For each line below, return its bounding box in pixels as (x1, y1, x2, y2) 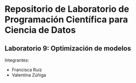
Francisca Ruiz (11, 67, 43, 73)
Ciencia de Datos (4, 25, 76, 36)
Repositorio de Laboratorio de (4, 3, 130, 15)
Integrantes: (4, 57, 29, 63)
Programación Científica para (4, 14, 128, 25)
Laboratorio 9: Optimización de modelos (4, 44, 132, 52)
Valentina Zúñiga (11, 72, 46, 78)
